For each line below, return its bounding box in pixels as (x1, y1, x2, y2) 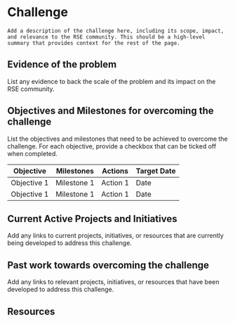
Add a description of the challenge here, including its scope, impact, (7, 27, 224, 34)
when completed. (7, 149, 58, 157)
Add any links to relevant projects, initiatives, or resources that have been (7, 278, 220, 286)
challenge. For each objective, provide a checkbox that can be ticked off (7, 141, 217, 150)
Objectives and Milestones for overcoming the (7, 105, 214, 117)
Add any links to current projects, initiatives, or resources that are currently (7, 232, 224, 240)
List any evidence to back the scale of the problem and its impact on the (7, 77, 216, 85)
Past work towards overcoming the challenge (7, 259, 209, 271)
